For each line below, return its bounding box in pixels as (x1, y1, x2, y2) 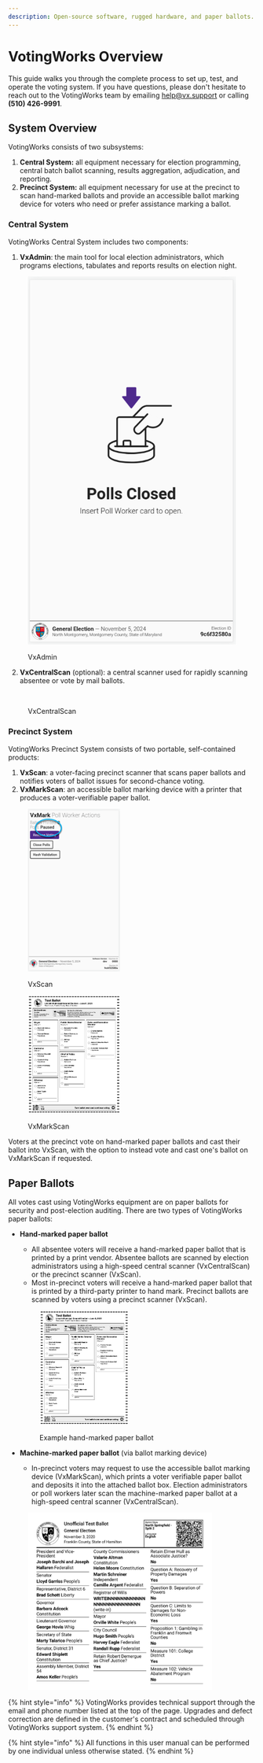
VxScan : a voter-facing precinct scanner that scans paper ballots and (19, 767, 246, 777)
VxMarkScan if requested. (8, 1154, 93, 1163)
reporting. (19, 174, 53, 184)
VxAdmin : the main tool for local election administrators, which (19, 252, 225, 261)
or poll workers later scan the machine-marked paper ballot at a (31, 1488, 238, 1498)
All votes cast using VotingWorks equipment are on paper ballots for (8, 1197, 229, 1207)
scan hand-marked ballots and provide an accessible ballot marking (19, 191, 239, 201)
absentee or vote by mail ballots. (19, 676, 126, 686)
